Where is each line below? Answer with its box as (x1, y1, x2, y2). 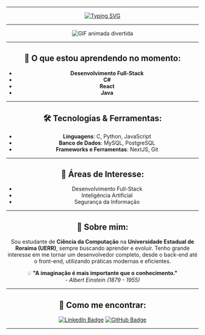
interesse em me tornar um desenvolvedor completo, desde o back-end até (7, 251, 198, 258)
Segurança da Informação (74, 198, 140, 206)
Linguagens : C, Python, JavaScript (63, 132, 151, 140)
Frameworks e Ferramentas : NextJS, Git (56, 145, 159, 153)
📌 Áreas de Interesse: (60, 169, 145, 179)
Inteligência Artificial (81, 192, 133, 199)
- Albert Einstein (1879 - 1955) (65, 276, 140, 284)
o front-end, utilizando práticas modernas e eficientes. (34, 258, 171, 265)
